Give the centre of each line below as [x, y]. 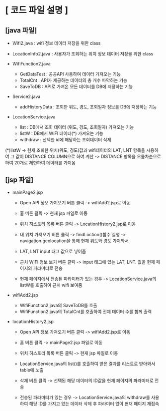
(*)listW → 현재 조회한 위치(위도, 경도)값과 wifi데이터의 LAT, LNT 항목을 [75, 150]
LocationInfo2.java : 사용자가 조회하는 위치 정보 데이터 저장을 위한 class [83, 54]
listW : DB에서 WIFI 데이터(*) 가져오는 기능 [61, 133]
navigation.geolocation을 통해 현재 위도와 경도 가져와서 [74, 241]
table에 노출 [32, 370]
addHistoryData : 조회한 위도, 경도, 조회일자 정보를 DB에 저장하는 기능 [88, 107]
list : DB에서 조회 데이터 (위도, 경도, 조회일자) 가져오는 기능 [77, 127]
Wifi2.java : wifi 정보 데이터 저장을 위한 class [56, 43]
